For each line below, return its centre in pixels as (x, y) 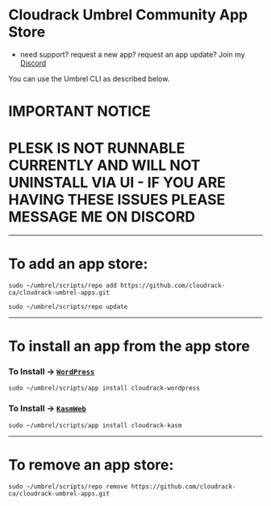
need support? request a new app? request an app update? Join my (132, 54)
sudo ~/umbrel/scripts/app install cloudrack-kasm (95, 425)
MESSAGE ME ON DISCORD (102, 217)
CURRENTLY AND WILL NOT (104, 165)
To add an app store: (78, 264)
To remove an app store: (91, 464)
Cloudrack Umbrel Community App (128, 15)
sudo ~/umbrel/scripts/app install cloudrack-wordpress (104, 388)
